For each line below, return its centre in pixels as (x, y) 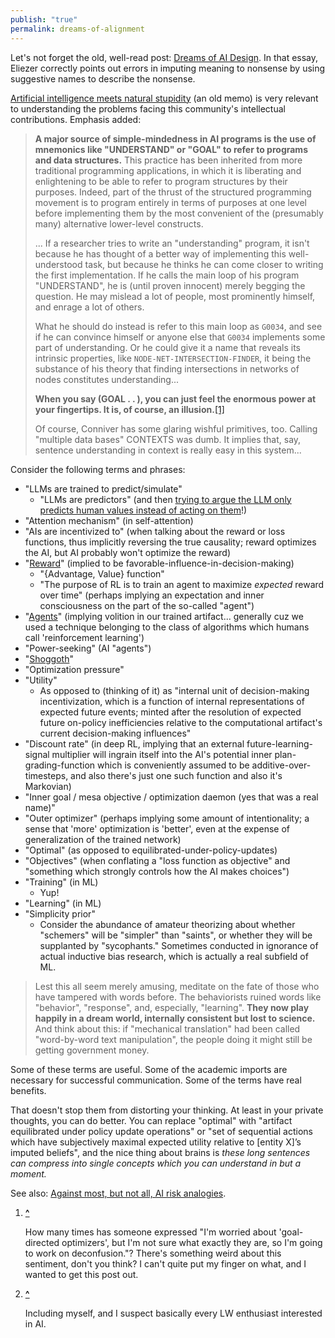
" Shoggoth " (49, 658)
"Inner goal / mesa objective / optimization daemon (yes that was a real (171, 797)
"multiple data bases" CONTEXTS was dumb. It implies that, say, (168, 439)
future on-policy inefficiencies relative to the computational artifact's (181, 722)
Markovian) (48, 786)
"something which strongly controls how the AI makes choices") (157, 871)
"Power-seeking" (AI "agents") (88, 648)
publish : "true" (44, 19)
